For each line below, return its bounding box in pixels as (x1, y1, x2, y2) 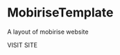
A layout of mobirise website (7, 27, 89, 36)
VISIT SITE (7, 41, 38, 49)
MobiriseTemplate (7, 5, 114, 21)
